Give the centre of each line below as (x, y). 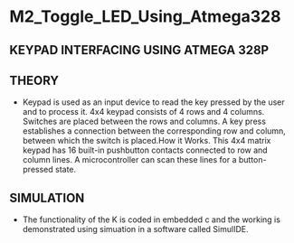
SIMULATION (47, 197)
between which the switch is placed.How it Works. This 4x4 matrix (147, 141)
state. (66, 170)
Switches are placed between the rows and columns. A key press (144, 121)
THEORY (34, 80)
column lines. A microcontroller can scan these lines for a (129, 160)
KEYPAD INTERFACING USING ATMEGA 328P (139, 50)
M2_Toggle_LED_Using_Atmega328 (145, 17)
